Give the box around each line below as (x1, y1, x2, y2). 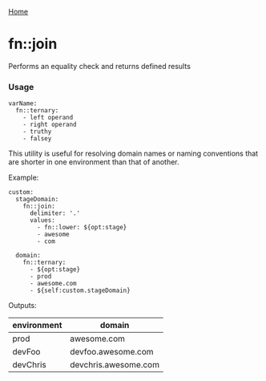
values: (29, 217, 56, 225)
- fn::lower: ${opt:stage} (37, 224, 127, 232)
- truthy (22, 128, 52, 136)
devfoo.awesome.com (70, 347, 154, 358)
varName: (8, 99, 38, 107)
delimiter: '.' (29, 209, 81, 217)
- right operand (22, 120, 78, 129)
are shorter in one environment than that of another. (8, 157, 179, 167)
